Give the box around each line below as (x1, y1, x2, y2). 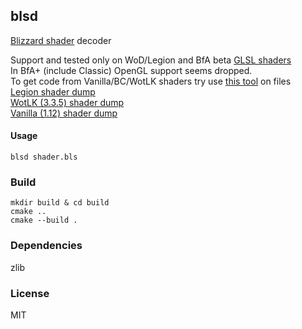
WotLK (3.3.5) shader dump (10, 96, 125, 108)
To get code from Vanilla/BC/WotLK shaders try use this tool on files (10, 75, 292, 87)
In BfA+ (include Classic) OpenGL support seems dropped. (10, 64, 253, 76)
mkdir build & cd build (10, 198, 110, 208)
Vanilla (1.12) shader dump (10, 107, 118, 119)
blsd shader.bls (10, 152, 78, 163)
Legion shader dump (10, 85, 96, 98)
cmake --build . (10, 215, 78, 226)
